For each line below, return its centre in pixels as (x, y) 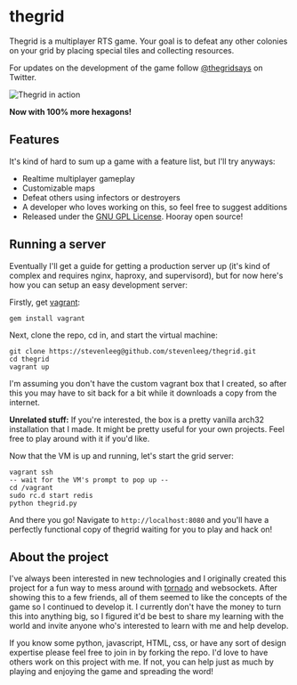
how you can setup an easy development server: (99, 285)
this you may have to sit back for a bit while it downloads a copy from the (143, 393)
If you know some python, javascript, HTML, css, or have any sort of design (148, 643)
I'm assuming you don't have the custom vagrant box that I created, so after (148, 383)
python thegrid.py (43, 503)
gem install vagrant (48, 318)
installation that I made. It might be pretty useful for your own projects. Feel (147, 428)
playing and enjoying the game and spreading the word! (111, 672)
